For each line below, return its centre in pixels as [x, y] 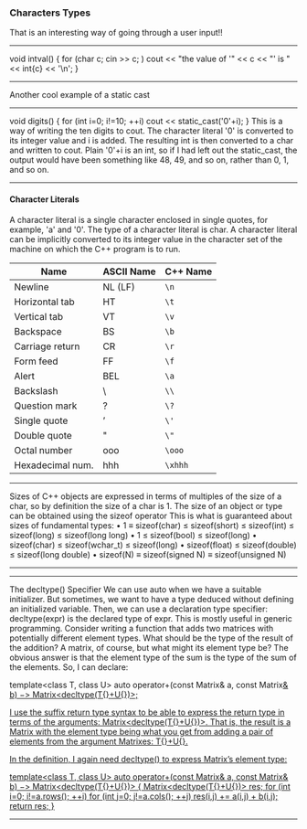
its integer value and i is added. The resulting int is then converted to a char [152, 141]
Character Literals [44, 199]
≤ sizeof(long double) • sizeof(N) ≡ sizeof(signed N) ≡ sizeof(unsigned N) [148, 554]
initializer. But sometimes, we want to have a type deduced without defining [152, 599]
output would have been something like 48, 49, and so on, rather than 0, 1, [149, 160]
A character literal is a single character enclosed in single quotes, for [138, 219]
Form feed [36, 361]
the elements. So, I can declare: [69, 667]
